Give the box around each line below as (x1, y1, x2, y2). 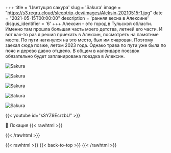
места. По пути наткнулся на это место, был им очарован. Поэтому (5, 37, 154, 43)
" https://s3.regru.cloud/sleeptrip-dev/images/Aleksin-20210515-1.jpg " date (5, 10, 163, 16)
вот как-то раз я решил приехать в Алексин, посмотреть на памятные (5, 32, 159, 37)
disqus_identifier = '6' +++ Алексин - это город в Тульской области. (5, 20, 152, 27)
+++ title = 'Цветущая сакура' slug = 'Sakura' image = (5, 5, 121, 10)
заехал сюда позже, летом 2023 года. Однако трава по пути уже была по (5, 42, 166, 48)
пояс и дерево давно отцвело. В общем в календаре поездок (5, 48, 140, 54)
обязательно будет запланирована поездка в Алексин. (5, 53, 125, 59)
